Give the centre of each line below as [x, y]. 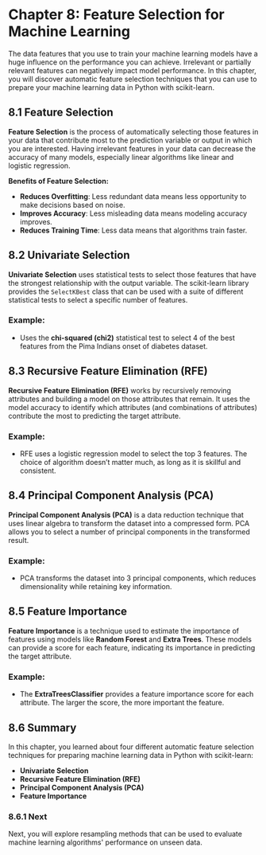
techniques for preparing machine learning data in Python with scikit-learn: [131, 755]
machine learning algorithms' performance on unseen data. [105, 842]
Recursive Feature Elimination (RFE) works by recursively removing [120, 390]
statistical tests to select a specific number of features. [98, 299]
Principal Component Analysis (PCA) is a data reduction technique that [126, 514]
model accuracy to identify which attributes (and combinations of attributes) [133, 407]
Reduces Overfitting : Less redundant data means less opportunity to [133, 196]
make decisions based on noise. [72, 205]
